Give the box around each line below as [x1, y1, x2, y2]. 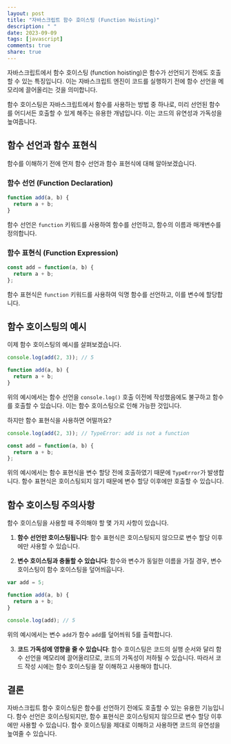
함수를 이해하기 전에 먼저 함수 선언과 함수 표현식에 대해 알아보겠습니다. [7, 159, 197, 168]
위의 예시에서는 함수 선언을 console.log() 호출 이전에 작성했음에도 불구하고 [7, 392, 212, 401]
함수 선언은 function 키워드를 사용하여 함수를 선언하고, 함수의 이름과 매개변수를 [7, 220, 222, 228]
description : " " [7, 23, 57, 30]
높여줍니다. [7, 117, 37, 125]
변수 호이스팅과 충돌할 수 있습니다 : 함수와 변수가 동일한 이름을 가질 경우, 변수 [17, 556, 222, 565]
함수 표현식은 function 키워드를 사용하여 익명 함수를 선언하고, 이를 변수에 [7, 290, 205, 299]
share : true [7, 49, 41, 56]
